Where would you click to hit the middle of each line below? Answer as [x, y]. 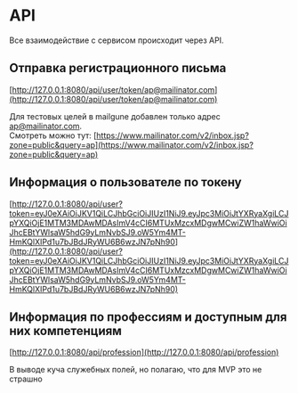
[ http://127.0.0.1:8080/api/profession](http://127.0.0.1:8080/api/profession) [144, 352]
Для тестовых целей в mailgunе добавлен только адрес [115, 116]
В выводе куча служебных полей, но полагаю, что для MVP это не [136, 370]
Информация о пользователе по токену [125, 182]
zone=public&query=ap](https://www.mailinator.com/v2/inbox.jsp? [131, 144]
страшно [26, 379]
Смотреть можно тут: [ [53, 135]
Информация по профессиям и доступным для [148, 317]
